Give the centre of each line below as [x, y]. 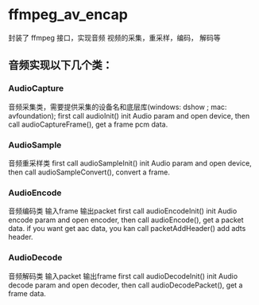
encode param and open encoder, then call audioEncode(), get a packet [126, 220]
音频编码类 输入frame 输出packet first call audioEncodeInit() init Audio [123, 211]
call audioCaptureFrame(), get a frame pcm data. [88, 124]
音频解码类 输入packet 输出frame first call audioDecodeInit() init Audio [123, 276]
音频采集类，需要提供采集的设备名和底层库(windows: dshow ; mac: [118, 107]
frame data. [27, 293]
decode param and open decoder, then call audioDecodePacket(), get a [126, 285]
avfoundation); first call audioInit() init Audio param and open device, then [129, 115]
